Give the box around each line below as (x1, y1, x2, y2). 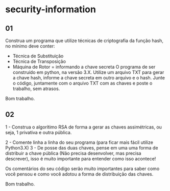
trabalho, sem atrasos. (12, 86, 60, 92)
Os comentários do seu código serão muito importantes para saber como (5, 165, 160, 172)
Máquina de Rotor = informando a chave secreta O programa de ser (12, 64, 156, 70)
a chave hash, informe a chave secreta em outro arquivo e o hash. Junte (12, 75, 165, 80)
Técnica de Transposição (12, 58, 66, 65)
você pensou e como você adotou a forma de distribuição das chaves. (5, 171, 154, 177)
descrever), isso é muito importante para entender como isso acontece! (5, 155, 156, 162)
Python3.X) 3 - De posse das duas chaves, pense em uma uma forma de (5, 144, 158, 151)
